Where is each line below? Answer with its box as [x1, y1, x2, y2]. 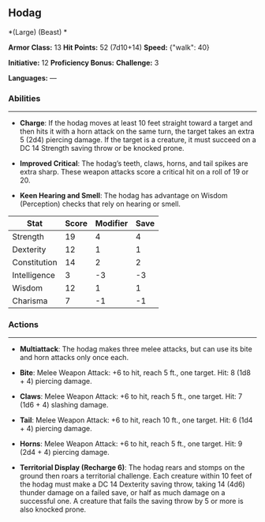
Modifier [95, 218, 129, 229]
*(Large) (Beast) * [8, 27, 68, 36]
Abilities [8, 92, 41, 103]
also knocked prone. [19, 505, 87, 514]
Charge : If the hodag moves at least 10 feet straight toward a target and [19, 118, 253, 128]
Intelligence [12, 270, 55, 281]
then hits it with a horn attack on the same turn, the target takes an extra [19, 126, 255, 137]
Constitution [12, 257, 58, 268]
